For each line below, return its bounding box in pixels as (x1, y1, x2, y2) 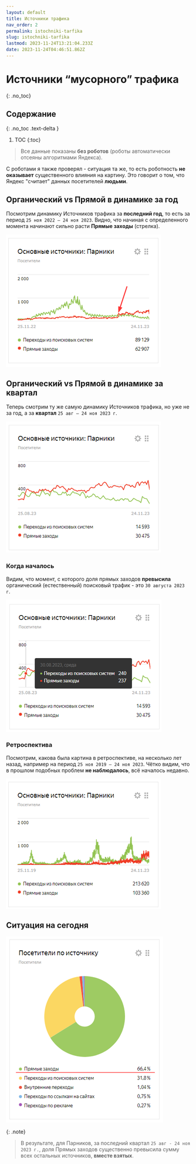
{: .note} (6, 1128, 26, 1135)
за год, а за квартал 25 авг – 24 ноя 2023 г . (6, 410, 117, 417)
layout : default (6, 9, 46, 15)
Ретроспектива (6, 741, 53, 749)
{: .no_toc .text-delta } (6, 125, 59, 132)
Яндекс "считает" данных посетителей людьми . (6, 177, 128, 185)
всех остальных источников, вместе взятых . (20, 1152, 134, 1159)
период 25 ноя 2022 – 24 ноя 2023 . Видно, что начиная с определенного (6, 216, 188, 223)
